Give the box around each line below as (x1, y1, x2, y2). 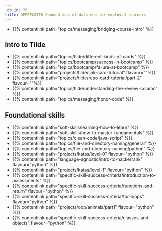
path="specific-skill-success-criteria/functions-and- (45, 183, 155, 189)
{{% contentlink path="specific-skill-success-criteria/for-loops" (12, 194, 144, 200)
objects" (12, 220, 30, 226)
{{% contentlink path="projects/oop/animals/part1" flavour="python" (12, 204, 154, 210)
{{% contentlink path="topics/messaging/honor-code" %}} (12, 96, 134, 102)
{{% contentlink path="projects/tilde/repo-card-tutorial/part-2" (12, 75, 142, 81)
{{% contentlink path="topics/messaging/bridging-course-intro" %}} (12, 26, 154, 32)
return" (12, 188, 27, 194)
